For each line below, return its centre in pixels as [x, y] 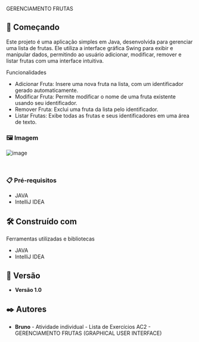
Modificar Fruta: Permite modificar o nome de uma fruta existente [95, 96]
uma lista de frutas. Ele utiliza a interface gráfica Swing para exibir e [90, 48]
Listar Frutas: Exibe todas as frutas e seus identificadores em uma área [102, 115]
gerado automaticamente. [46, 90]
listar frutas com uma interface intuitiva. [55, 61]
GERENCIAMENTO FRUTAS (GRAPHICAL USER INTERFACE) [88, 333]
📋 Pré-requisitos [31, 180]
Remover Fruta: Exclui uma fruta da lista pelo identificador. [87, 109]
